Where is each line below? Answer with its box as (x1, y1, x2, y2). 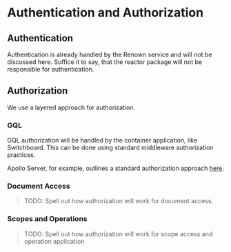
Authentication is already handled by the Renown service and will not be (7, 50, 212, 59)
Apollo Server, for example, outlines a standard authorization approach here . (7, 164, 225, 173)
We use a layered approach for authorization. (7, 103, 136, 112)
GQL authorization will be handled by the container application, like (7, 136, 198, 145)
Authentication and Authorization (7, 5, 204, 21)
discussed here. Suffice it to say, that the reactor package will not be (7, 58, 202, 66)
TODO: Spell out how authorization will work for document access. (23, 197, 214, 205)
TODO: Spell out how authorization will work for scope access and (23, 229, 213, 238)
